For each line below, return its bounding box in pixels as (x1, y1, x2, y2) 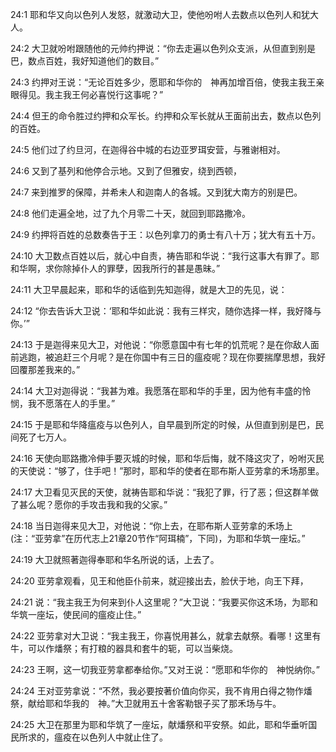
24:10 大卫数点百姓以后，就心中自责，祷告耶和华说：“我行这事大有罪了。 (10, 250, 312, 262)
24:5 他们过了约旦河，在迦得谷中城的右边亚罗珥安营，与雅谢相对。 (10, 144, 286, 155)
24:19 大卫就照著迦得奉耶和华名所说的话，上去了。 (10, 554, 220, 565)
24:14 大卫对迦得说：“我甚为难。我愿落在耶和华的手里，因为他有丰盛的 (10, 385, 303, 397)
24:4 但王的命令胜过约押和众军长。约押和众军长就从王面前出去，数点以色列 (10, 110, 322, 122)
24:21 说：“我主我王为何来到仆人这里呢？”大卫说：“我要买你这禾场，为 (10, 596, 302, 608)
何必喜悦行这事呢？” (79, 89, 164, 100)
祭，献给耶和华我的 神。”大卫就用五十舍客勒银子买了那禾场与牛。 (10, 698, 282, 709)
